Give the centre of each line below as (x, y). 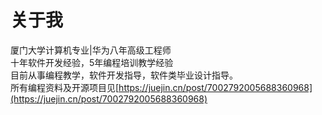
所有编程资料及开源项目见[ (65, 87)
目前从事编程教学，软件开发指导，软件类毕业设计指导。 (124, 75)
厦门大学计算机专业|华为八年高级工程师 (91, 50)
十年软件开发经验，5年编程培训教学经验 (92, 62)
